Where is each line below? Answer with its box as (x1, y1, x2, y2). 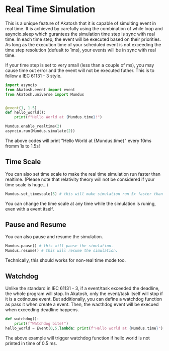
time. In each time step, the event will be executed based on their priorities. (5, 36, 161, 42)
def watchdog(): (5, 316, 39, 321)
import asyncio (5, 82, 37, 88)
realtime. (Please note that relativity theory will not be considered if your (5, 176, 155, 182)
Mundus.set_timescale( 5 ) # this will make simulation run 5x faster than (5, 191, 163, 196)
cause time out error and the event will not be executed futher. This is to (5, 67, 155, 74)
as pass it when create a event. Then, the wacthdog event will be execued (5, 301, 159, 307)
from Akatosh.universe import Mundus (5, 92, 84, 97)
